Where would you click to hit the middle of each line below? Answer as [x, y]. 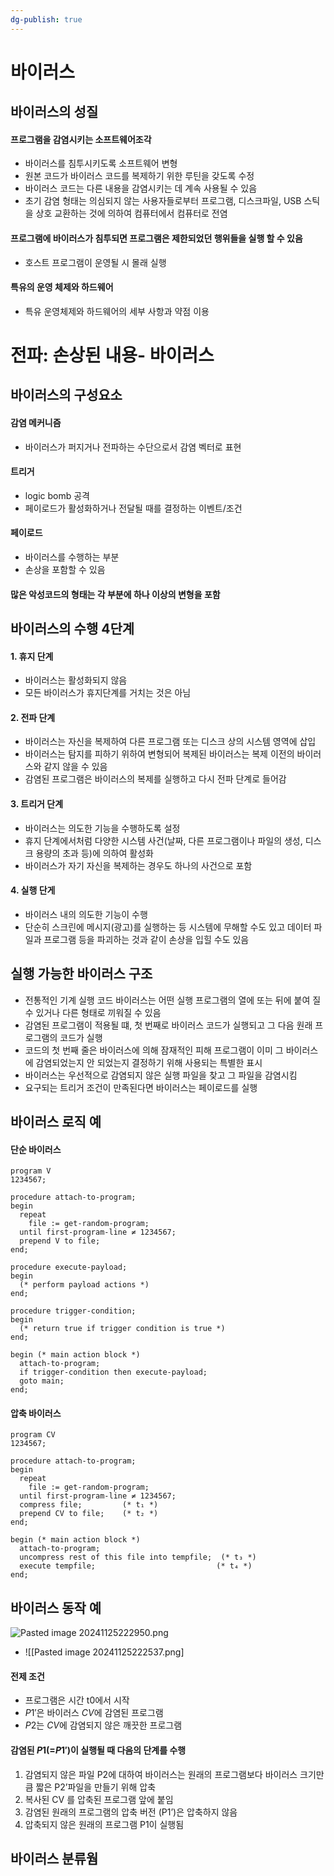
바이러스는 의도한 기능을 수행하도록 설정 [102, 828]
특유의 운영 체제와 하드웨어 [62, 287]
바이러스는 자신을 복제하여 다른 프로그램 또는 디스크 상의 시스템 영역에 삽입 [170, 742]
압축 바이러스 [36, 1413]
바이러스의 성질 [54, 112]
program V [31, 1171]
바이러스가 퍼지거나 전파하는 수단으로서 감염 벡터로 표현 [133, 447]
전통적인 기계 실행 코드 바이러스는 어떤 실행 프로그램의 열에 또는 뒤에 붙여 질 [173, 1000]
